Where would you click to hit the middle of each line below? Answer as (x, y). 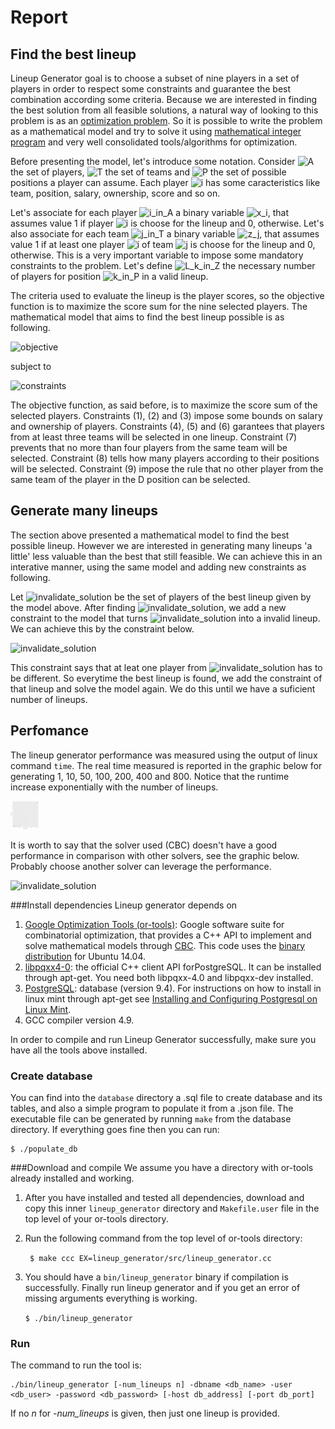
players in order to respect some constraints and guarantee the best (151, 89)
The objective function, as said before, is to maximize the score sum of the (164, 405)
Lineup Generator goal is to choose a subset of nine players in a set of (155, 78)
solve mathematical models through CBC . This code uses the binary (165, 945)
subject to (31, 366)
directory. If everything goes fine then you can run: (115, 1129)
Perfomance (49, 731)
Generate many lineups (84, 511)
